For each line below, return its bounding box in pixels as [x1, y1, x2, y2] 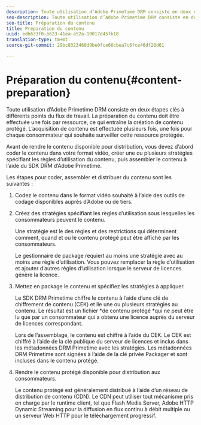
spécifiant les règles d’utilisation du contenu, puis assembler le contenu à [6, 155, 187, 162]
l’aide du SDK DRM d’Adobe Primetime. [6, 162, 102, 169]
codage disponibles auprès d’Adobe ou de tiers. [14, 198, 133, 205]
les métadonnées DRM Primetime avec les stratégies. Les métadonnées [14, 344, 192, 351]
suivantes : [6, 180, 33, 187]
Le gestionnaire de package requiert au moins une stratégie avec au [14, 252, 183, 259]
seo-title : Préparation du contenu [6, 20, 95, 26]
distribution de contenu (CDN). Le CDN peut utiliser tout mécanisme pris [14, 393, 193, 400]
